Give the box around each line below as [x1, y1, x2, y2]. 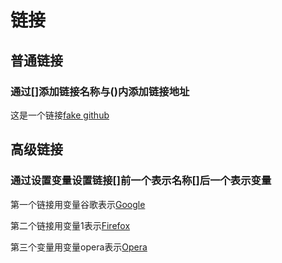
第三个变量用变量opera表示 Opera [10, 241, 148, 253]
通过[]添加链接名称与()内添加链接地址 [10, 84, 190, 98]
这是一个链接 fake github [10, 109, 110, 121]
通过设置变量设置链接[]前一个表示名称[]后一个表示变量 [10, 174, 272, 188]
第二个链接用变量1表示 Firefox [10, 219, 131, 231]
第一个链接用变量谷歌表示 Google [10, 198, 146, 210]
